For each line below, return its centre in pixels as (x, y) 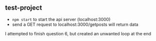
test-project (24, 8)
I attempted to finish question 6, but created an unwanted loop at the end (78, 33)
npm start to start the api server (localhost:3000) (61, 19)
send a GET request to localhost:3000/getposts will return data (75, 24)
